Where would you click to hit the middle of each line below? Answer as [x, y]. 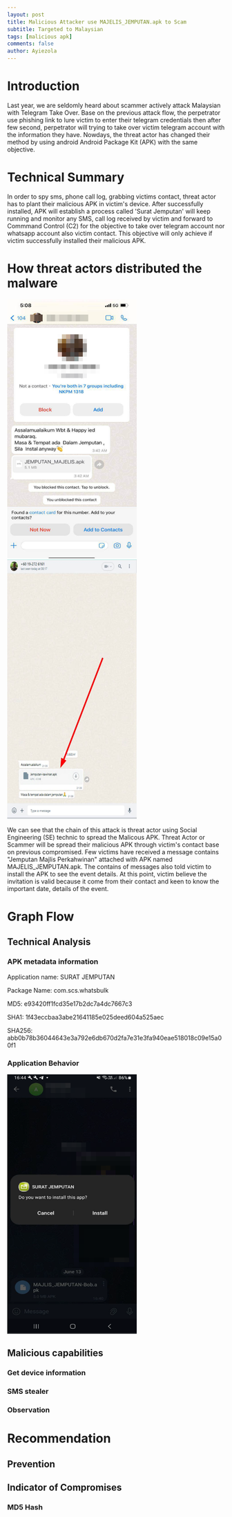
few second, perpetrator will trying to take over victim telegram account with [116, 127]
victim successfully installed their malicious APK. [77, 240]
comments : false [30, 44]
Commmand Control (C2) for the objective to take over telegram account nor [116, 226]
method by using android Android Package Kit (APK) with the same [103, 142]
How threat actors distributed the [105, 269]
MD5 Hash [25, 1507]
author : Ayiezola [32, 51]
